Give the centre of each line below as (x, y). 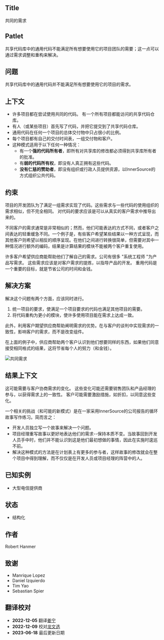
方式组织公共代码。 (39, 176)
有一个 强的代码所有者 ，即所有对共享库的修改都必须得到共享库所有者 (88, 151)
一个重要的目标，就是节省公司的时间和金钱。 (50, 269)
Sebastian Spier (28, 591)
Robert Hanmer (20, 547)
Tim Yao (20, 586)
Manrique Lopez (29, 575)
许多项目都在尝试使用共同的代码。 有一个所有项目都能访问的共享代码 (81, 114)
